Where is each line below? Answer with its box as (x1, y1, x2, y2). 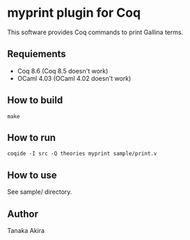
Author (7, 208, 38, 220)
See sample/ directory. (7, 188, 72, 196)
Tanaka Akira (7, 227, 45, 234)
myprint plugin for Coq (7, 5, 141, 21)
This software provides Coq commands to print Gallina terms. (7, 28, 184, 36)
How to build (7, 94, 63, 106)
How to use (7, 169, 57, 181)
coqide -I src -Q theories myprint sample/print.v (7, 150, 157, 158)
